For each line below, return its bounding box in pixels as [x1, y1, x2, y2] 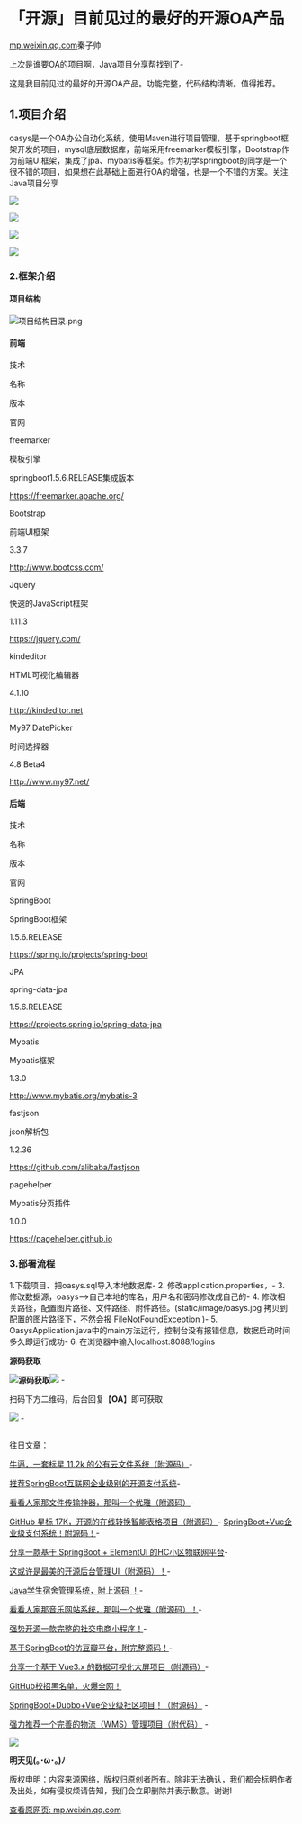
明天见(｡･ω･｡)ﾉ [9, 1755, 66, 1765]
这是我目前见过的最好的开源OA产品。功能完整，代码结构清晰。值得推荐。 [9, 77, 280, 88]
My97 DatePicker [9, 722, 74, 734]
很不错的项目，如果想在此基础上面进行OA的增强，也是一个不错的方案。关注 [9, 166, 289, 176]
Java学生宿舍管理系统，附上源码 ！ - [9, 1585, 144, 1595]
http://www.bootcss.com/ [9, 562, 104, 573]
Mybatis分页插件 [9, 1198, 71, 1209]
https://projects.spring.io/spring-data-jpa [9, 1019, 162, 1030]
